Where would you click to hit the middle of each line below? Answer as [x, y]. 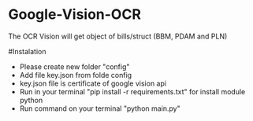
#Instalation [27, 51]
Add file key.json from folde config [76, 75]
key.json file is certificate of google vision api [93, 83]
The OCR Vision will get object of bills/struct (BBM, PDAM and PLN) [118, 36]
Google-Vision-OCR [75, 15]
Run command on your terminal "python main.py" [100, 108]
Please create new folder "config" [74, 66]
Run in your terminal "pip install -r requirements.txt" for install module [132, 91]
